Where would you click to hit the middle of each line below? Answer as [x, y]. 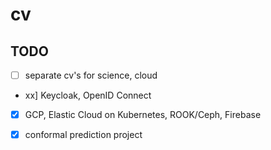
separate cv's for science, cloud [91, 75]
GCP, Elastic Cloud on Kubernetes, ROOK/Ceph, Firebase [143, 115]
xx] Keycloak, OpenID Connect [88, 95]
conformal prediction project [83, 135]
